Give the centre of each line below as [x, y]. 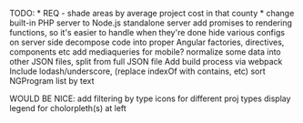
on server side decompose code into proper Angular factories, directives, [147, 42]
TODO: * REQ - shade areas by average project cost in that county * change [152, 13]
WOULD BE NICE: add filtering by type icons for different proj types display [150, 98]
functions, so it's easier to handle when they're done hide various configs [147, 32]
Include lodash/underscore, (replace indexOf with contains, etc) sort [137, 71]
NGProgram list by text [52, 81]
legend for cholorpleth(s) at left [68, 108]
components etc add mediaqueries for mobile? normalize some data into [145, 52]
